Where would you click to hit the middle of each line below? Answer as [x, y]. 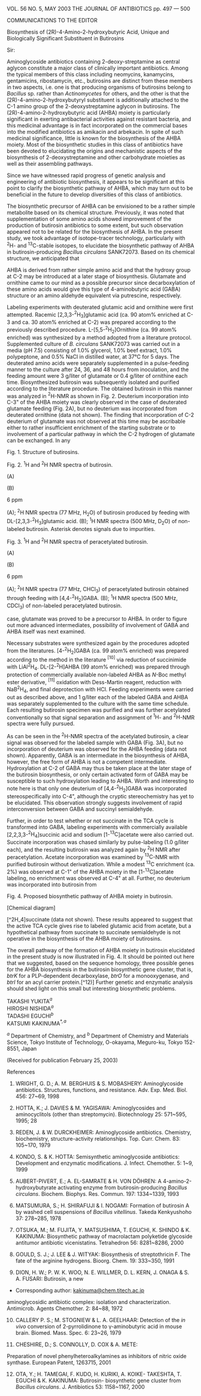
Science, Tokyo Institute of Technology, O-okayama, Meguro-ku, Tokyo [95, 1042]
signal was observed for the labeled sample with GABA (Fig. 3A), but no [95, 743]
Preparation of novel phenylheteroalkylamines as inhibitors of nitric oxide [97, 1356]
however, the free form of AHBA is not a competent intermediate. [87, 762]
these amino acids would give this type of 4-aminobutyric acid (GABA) [94, 289]
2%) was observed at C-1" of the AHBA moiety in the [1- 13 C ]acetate [90, 871]
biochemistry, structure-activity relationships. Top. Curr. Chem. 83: [98, 1138]
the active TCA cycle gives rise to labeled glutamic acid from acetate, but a [99, 926]
